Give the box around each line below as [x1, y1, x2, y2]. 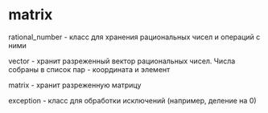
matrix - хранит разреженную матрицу [8, 80, 142, 90]
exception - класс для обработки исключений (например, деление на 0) [8, 95, 257, 105]
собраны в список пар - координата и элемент [8, 64, 171, 74]
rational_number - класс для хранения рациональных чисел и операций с [8, 32, 261, 42]
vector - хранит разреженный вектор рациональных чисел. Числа [8, 56, 236, 66]
